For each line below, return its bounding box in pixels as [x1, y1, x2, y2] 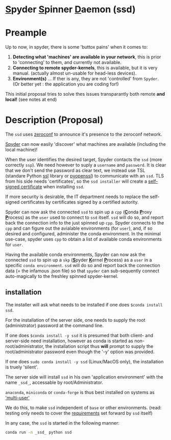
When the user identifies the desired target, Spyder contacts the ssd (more [5, 157, 162, 163]
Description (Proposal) [5, 114, 104, 126]
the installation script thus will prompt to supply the [45, 343, 154, 349]
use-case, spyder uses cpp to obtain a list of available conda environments [5, 236, 162, 243]
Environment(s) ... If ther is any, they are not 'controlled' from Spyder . [12, 76, 159, 82]
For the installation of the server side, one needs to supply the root [5, 317, 145, 323]
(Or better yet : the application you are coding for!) [12, 81, 119, 87]
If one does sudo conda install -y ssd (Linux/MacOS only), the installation [5, 358, 164, 364]
